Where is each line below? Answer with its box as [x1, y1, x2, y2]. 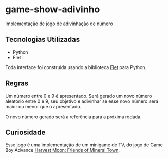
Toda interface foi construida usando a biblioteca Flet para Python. [5, 64, 147, 70]
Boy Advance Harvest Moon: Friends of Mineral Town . [5, 147, 120, 153]
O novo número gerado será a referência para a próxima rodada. [5, 114, 142, 120]
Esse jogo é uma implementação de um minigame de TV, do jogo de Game [5, 142, 163, 148]
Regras [5, 79, 29, 88]
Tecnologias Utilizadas [5, 35, 80, 44]
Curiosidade [5, 128, 46, 137]
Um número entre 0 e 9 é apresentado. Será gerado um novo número [5, 93, 152, 99]
